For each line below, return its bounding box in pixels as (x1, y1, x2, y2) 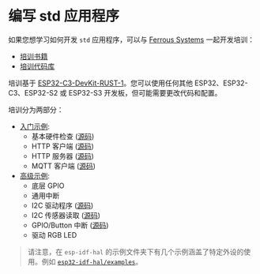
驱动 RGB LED (31, 230, 77, 239)
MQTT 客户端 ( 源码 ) (31, 161, 96, 171)
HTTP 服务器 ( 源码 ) (31, 151, 95, 160)
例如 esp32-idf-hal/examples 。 (41, 257, 143, 266)
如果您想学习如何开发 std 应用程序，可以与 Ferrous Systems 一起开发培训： (8, 35, 255, 44)
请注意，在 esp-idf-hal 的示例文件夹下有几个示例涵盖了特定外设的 (27, 246, 244, 257)
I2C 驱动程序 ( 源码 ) (31, 201, 94, 210)
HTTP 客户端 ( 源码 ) (31, 141, 95, 151)
